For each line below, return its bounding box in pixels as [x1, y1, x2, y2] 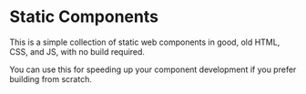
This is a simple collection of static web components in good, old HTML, [9, 37, 280, 47]
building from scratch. [9, 73, 93, 84]
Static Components [9, 6, 159, 27]
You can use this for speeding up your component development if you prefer [9, 64, 297, 75]
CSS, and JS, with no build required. [9, 46, 146, 57]
